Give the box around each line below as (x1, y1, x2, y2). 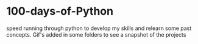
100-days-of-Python (6, 4, 114, 18)
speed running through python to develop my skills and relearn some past (6, 24, 192, 32)
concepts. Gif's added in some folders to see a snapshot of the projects (6, 31, 186, 38)
